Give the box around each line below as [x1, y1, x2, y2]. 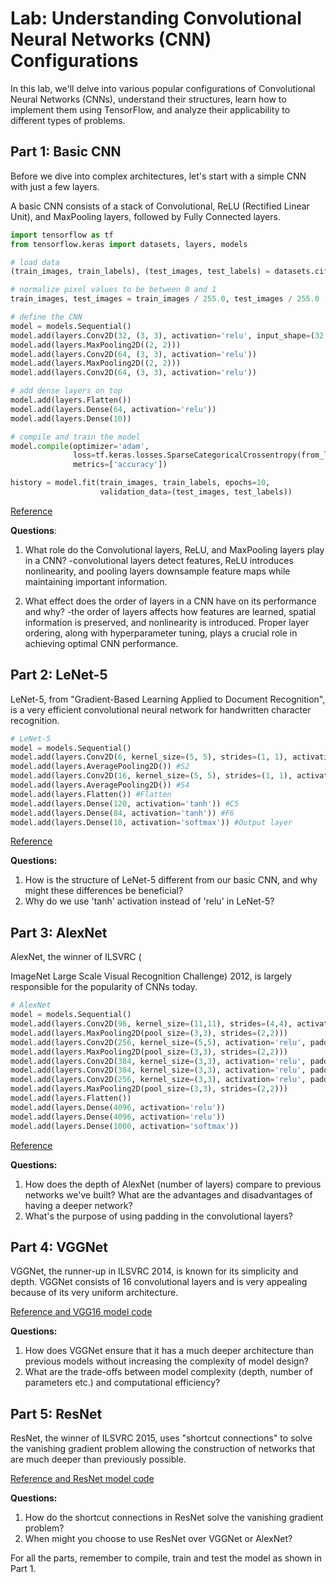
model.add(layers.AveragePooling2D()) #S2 [10, 762, 190, 772]
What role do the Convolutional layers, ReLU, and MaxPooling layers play [24, 543, 325, 556]
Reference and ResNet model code [10, 1473, 155, 1485]
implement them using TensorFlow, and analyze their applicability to [10, 103, 291, 116]
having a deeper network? [24, 1199, 133, 1211]
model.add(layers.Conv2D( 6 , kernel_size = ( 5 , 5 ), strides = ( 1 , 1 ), [10, 752, 289, 762]
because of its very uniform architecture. [10, 1287, 179, 1299]
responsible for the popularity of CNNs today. [10, 981, 198, 993]
